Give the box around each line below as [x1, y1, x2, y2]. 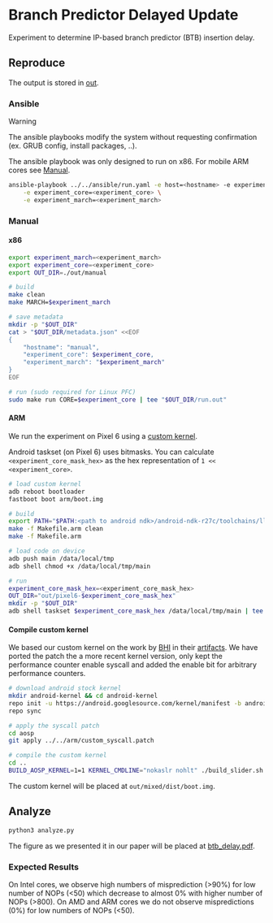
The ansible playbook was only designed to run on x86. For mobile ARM [8, 157, 249, 167]
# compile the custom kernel [8, 752, 107, 760]
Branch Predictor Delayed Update [8, 6, 239, 24]
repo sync [8, 707, 42, 715]
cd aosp [8, 729, 35, 737]
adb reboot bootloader [8, 487, 85, 496]
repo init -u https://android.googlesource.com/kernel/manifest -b [8, 699, 242, 708]
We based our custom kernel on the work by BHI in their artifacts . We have [8, 643, 258, 652]
